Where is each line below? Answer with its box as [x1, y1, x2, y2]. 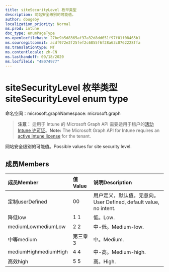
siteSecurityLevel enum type [5, 93, 128, 105]
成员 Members [5, 160, 49, 168]
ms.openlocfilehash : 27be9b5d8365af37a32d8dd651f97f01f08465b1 [5, 36, 141, 41]
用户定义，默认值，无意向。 [93, 192, 159, 199]
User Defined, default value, [93, 198, 159, 206]
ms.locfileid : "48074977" [5, 59, 59, 64]
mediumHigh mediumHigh [8, 248, 68, 255]
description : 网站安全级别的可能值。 [5, 12, 76, 17]
